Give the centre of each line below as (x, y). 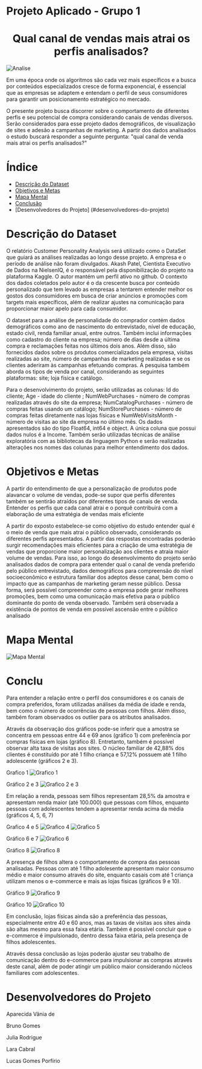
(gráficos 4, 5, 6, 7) (30, 815)
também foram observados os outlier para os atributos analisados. (89, 717)
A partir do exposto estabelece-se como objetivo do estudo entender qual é (100, 526)
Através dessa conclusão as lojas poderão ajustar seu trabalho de (88, 953)
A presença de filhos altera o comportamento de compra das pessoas (93, 862)
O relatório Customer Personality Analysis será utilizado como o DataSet (96, 251)
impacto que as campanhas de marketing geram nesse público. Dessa (94, 583)
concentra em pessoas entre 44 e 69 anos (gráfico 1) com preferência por (99, 735)
